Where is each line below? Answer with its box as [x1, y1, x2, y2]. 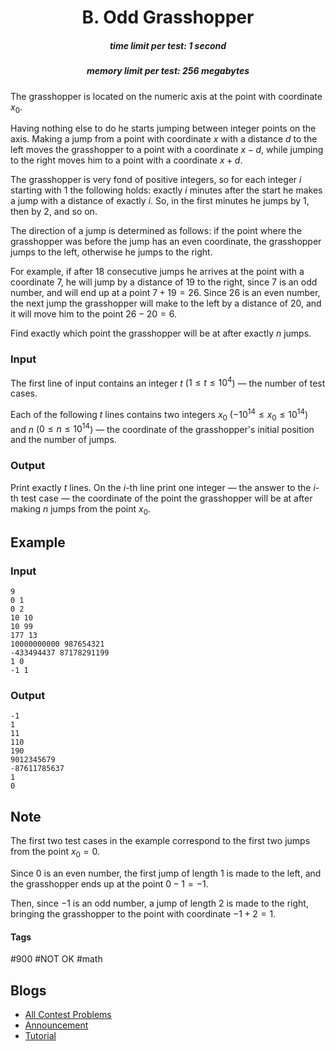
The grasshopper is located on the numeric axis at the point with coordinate [10, 90, 323, 102]
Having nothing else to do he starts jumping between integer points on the [10, 122, 317, 135]
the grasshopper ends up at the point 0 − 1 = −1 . [10, 878, 209, 890]
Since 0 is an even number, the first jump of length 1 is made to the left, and [10, 867, 322, 880]
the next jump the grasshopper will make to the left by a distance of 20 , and [10, 297, 322, 310]
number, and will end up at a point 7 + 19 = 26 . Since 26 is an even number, [10, 287, 321, 299]
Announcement [24, 1019, 89, 1031]
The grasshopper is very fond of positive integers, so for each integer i [10, 174, 302, 186]
